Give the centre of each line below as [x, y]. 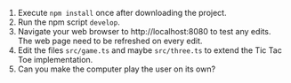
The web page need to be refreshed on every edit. [110, 41]
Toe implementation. [55, 60]
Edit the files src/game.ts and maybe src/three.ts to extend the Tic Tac [150, 50]
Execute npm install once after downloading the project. [122, 13]
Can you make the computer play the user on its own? [117, 69]
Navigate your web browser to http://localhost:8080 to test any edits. [144, 31]
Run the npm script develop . [69, 22]
